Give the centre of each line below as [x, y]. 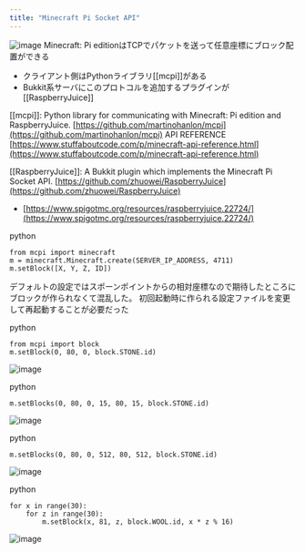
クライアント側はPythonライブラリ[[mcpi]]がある [115, 76]
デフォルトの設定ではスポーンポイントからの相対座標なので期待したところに [153, 286]
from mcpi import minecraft [63, 252]
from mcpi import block [55, 344]
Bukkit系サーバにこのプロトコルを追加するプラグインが [126, 87]
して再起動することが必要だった [69, 309]
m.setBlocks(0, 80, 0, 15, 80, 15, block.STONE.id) [109, 403]
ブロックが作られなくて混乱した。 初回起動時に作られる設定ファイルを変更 [150, 298]
